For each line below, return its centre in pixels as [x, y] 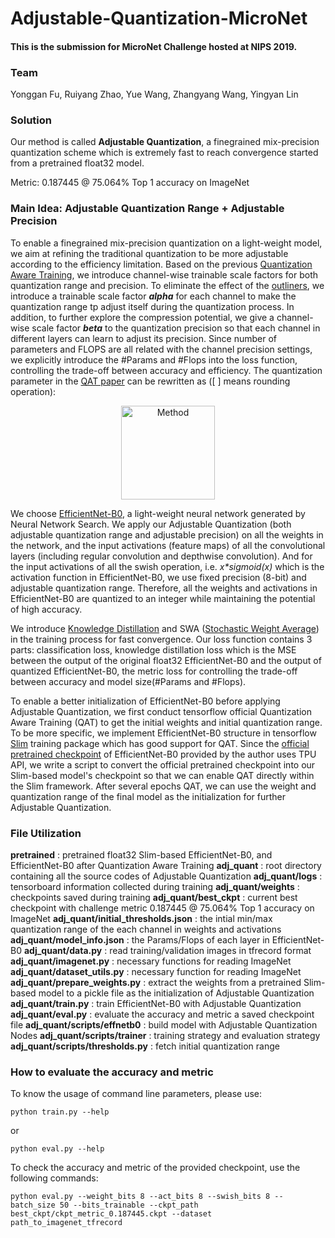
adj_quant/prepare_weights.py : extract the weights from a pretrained [156, 982]
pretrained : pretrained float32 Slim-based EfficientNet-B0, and [141, 854]
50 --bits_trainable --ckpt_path [129, 1205]
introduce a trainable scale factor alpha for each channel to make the [153, 296]
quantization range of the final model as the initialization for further [148, 796]
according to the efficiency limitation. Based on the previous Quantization [161, 264]
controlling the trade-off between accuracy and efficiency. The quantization [166, 370]
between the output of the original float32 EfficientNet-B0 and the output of [166, 660]
